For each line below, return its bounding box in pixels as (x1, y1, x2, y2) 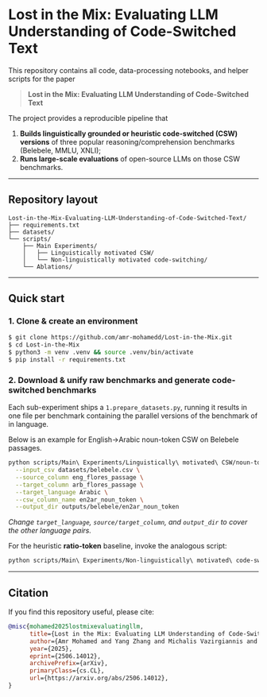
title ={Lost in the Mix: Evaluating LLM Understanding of (29, 629, 226, 637)
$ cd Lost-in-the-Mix (8, 341, 80, 349)
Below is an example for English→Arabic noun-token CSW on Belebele (8, 435, 239, 444)
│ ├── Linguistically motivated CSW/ (22, 249, 155, 257)
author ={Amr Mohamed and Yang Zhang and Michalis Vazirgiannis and (29, 637, 258, 645)
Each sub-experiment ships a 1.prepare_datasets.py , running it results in (8, 403, 248, 412)
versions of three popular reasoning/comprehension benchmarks (19, 137, 235, 146)
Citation (8, 586, 49, 599)
